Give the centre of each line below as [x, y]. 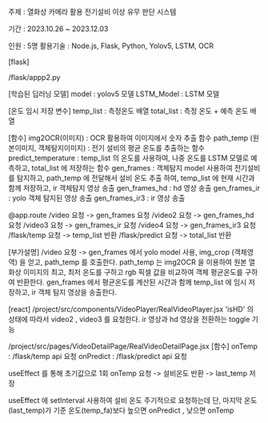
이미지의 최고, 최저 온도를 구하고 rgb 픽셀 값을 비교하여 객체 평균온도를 [133, 272]
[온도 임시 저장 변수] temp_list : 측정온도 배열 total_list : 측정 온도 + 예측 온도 [128, 111]
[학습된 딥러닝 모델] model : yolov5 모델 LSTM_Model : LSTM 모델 [114, 94]
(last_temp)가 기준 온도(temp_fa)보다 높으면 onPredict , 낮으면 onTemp [121, 410]
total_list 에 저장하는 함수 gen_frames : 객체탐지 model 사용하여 [132, 168]
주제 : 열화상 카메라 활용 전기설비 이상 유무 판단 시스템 [92, 12]
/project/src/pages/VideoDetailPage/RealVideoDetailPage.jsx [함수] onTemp [133, 346]
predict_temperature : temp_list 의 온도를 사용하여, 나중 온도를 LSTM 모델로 [129, 158]
